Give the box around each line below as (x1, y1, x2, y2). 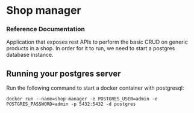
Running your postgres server (6, 68, 122, 78)
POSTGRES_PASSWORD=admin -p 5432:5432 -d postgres (6, 101, 136, 108)
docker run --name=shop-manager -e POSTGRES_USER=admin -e (6, 96, 158, 102)
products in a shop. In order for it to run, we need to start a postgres (6, 45, 175, 52)
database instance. (6, 51, 54, 59)
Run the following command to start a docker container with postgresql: (6, 84, 184, 91)
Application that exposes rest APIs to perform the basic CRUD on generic (6, 38, 188, 45)
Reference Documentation (6, 25, 86, 33)
